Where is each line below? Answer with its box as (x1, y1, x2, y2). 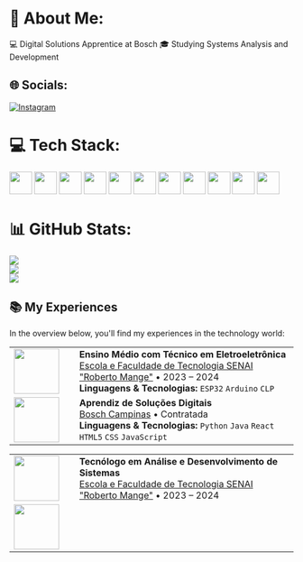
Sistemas (79, 466, 120, 479)
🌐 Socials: (9, 78, 69, 93)
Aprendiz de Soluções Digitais (79, 397, 212, 410)
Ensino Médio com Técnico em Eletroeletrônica (79, 348, 287, 361)
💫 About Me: (9, 8, 105, 29)
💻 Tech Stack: (9, 134, 121, 155)
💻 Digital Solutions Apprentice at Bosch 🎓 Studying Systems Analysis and (9, 38, 289, 49)
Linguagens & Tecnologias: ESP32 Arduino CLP (79, 382, 275, 395)
